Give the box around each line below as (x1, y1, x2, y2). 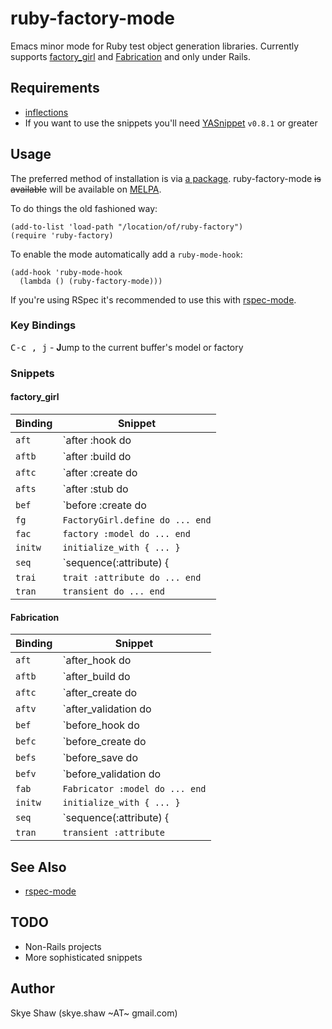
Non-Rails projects (24, 940, 102, 952)
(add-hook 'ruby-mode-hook (10, 267, 123, 277)
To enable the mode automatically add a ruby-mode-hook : (10, 248, 243, 260)
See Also (10, 858, 67, 876)
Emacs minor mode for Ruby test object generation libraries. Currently (10, 40, 300, 52)
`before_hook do (62, 718, 140, 732)
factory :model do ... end (62, 528, 191, 539)
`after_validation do (62, 702, 152, 716)
